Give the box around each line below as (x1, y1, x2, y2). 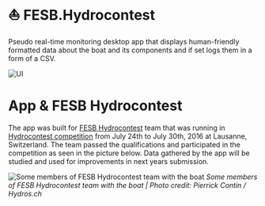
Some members (206, 172, 258, 181)
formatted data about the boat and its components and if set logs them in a (8, 45, 252, 55)
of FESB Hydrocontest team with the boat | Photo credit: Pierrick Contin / (8, 180, 247, 189)
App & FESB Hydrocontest (8, 97, 183, 115)
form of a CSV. (8, 53, 56, 63)
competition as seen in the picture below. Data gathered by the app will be (8, 148, 251, 158)
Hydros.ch (8, 189, 42, 198)
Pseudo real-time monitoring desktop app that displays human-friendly (8, 36, 240, 46)
